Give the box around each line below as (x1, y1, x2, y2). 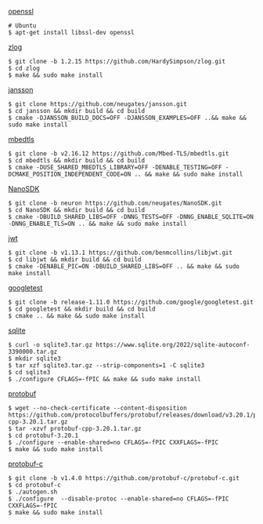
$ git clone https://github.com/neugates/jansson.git (8, 100, 188, 108)
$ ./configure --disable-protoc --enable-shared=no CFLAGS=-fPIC (8, 495, 229, 503)
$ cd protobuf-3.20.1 (8, 431, 79, 439)
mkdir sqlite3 (15, 355, 61, 362)
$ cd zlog (8, 64, 41, 72)
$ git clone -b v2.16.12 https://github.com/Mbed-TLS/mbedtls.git (8, 150, 229, 158)
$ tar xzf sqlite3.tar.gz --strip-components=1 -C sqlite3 (8, 362, 205, 369)
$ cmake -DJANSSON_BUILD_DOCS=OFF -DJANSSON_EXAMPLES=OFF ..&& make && (8, 114, 247, 122)
